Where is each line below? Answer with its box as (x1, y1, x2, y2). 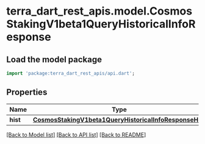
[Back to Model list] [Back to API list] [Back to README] (6, 131, 146, 138)
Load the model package (6, 54, 103, 64)
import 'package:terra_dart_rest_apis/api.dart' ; (6, 70, 135, 77)
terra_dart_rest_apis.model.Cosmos (6, 4, 193, 18)
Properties (6, 87, 48, 98)
